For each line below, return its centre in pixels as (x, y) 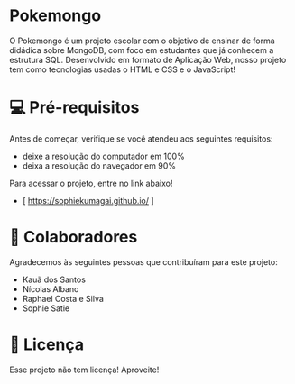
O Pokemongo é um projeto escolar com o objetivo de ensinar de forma (142, 41)
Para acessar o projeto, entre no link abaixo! (91, 183)
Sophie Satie (46, 308)
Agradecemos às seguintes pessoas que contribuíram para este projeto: (143, 261)
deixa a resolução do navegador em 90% (99, 165)
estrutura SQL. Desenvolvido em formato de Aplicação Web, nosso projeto (148, 59)
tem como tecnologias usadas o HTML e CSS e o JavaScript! (123, 69)
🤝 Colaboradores (74, 238)
